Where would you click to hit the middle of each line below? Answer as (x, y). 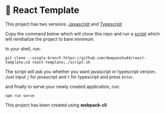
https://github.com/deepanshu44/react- (105, 58)
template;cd (17, 62)
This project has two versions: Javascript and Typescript (64, 24)
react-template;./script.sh (61, 62)
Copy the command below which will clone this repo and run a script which (82, 33)
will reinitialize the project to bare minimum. (50, 39)
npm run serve (20, 95)
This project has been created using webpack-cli (56, 105)
